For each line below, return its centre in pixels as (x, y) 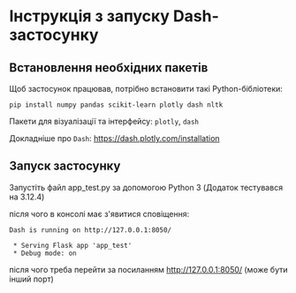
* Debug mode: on (45, 253)
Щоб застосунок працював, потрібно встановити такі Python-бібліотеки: (146, 89)
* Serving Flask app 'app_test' (72, 245)
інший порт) (32, 279)
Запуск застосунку (65, 166)
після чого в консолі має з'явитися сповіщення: (99, 214)
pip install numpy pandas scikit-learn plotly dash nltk (116, 105)
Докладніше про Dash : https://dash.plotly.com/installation (114, 138)
